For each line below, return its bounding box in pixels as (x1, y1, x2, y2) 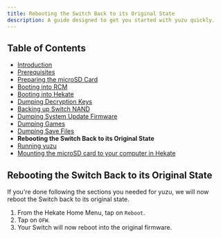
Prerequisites (17, 68, 55, 76)
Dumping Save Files (17, 127, 75, 135)
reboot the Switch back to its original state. (7, 195, 130, 203)
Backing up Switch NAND (17, 105, 90, 113)
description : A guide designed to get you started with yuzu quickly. (7, 17, 215, 24)
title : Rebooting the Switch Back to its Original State (7, 10, 175, 17)
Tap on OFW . (17, 216, 51, 224)
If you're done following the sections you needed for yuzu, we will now (7, 188, 209, 196)
